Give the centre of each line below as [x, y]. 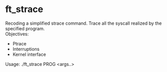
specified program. [25, 28]
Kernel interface [29, 54]
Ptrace [19, 43]
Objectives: [17, 34]
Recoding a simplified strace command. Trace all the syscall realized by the [84, 23]
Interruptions [26, 49]
